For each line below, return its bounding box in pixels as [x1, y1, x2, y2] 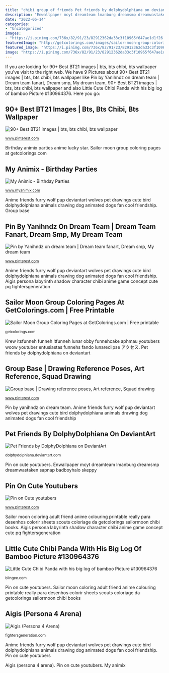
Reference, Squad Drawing [5, 372, 92, 381]
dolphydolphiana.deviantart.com [5, 453, 61, 458]
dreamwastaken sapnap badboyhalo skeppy [5, 467, 97, 473]
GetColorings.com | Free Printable [5, 306, 115, 315]
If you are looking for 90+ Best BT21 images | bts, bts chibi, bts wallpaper [5, 64, 157, 70]
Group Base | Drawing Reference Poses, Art [5, 365, 145, 373]
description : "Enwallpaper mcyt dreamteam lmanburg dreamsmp [5, 12, 136, 17]
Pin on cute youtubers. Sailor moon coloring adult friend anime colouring [5, 584, 156, 590]
